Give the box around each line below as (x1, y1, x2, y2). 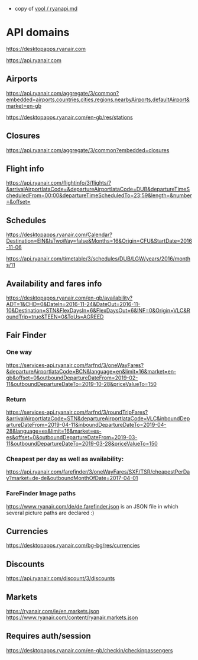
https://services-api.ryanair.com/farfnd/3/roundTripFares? (6, 408, 148, 416)
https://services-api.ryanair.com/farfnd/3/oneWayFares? (6, 361, 144, 369)
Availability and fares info (6, 278, 102, 289)
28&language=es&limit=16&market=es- (6, 427, 102, 434)
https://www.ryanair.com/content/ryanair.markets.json (6, 614, 138, 621)
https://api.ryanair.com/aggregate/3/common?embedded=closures (6, 146, 170, 153)
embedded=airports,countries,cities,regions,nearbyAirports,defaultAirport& (6, 96, 190, 103)
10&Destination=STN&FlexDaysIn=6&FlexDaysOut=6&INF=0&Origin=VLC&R (6, 307, 190, 314)
